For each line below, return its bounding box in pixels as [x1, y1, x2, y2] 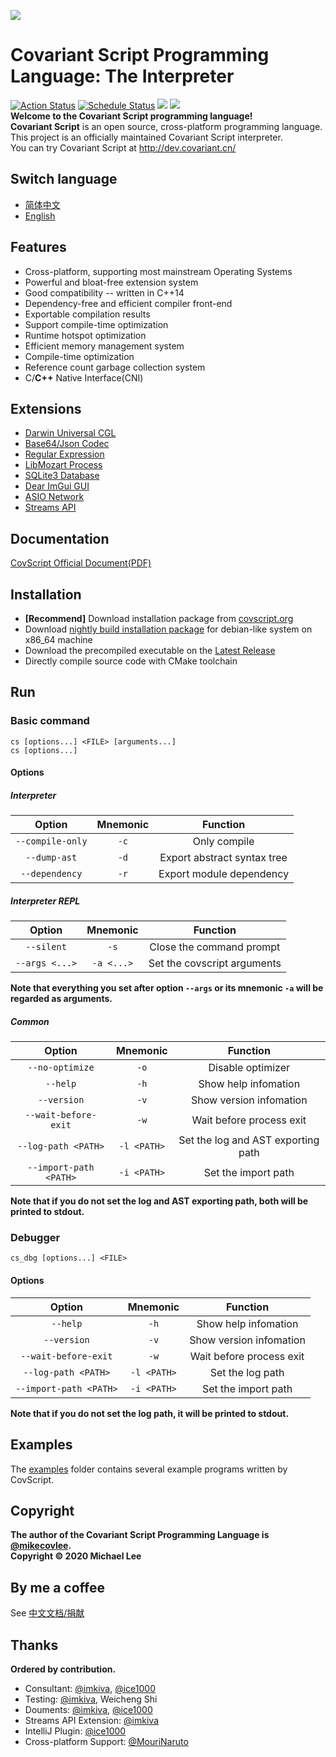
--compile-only [15, 836, 88, 847]
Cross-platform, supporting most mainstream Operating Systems [24, 265, 293, 277]
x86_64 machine [24, 634, 93, 645]
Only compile [192, 835, 255, 849]
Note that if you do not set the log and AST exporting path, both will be [10, 1195, 309, 1207]
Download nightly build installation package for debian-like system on [24, 623, 313, 635]
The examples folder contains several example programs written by [10, 1463, 288, 1475]
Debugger [10, 1231, 61, 1245]
